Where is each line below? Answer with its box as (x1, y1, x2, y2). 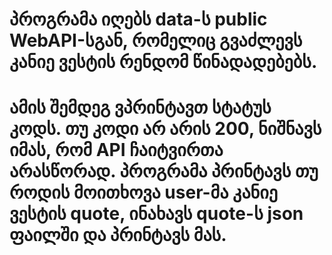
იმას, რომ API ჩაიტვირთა (9, 139, 224, 162)
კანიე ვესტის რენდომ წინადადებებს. (9, 51, 318, 73)
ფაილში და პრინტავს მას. (9, 224, 227, 247)
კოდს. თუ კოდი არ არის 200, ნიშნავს (9, 118, 322, 140)
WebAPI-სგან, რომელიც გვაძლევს (9, 29, 303, 52)
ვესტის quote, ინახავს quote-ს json (9, 203, 304, 225)
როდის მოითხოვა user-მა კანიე (9, 181, 278, 204)
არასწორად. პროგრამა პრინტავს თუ (9, 160, 319, 183)
